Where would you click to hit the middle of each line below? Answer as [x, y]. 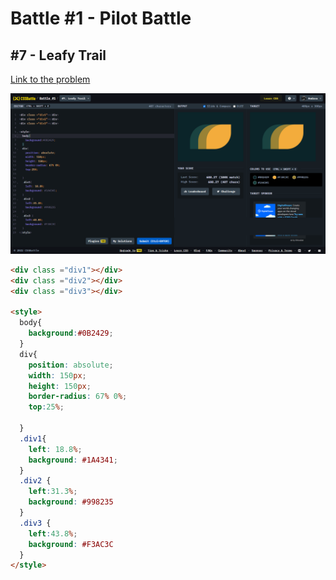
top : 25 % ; [46, 407]
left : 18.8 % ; [55, 449]
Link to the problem [50, 79]
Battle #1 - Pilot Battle [101, 18]
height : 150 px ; [60, 386]
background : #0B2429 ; [71, 333]
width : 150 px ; [57, 375]
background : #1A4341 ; [73, 460]
